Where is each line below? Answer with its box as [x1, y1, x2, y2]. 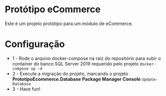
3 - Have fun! [12, 86, 40, 92]
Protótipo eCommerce [5, 4, 101, 15]
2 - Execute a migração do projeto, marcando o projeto [12, 70, 129, 77]
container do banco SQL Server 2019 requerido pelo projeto [12, 60, 139, 67]
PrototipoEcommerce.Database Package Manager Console [12, 76, 141, 82]
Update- [141, 77, 158, 82]
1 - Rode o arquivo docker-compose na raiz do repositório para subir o [12, 55, 161, 61]
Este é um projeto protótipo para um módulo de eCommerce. [5, 20, 133, 27]
